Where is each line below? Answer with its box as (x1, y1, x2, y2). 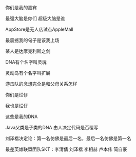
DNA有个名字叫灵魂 (5, 59, 47, 65)
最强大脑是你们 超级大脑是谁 (5, 15, 65, 22)
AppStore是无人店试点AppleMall (5, 26, 73, 32)
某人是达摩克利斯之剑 (5, 48, 50, 54)
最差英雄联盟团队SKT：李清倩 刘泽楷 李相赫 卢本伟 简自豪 (5, 146, 127, 152)
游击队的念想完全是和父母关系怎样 (5, 81, 77, 87)
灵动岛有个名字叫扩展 (5, 70, 50, 76)
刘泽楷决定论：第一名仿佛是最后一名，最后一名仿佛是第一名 (5, 135, 131, 141)
